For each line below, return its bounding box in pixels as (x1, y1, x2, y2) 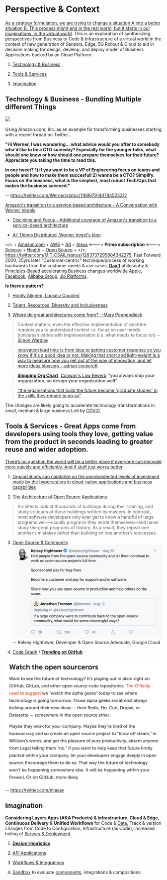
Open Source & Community (12, 539, 69, 546)
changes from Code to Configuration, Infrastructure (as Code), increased (5, 825, 155, 831)
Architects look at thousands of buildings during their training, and (17, 503, 153, 509)
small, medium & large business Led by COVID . (5, 407, 101, 414)
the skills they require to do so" (17, 392, 82, 399)
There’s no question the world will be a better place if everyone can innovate (5, 458, 162, 464)
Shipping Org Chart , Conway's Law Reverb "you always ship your (17, 372, 155, 378)
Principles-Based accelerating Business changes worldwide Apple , (5, 268, 143, 274)
